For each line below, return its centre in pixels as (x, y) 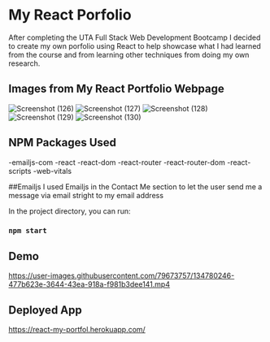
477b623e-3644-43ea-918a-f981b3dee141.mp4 (89, 284)
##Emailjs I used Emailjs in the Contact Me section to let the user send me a (135, 186)
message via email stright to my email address (86, 195)
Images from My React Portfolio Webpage (117, 89)
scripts (20, 171)
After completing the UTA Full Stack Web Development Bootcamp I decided (135, 37)
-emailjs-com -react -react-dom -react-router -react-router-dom (117, 162)
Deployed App (46, 310)
